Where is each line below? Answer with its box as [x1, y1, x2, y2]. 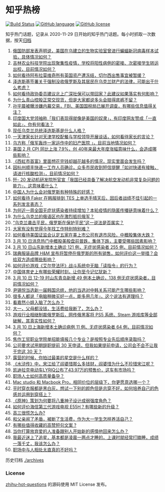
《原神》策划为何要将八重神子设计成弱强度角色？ [12, 397, 112, 403]
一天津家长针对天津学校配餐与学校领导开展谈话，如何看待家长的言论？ [12, 134, 155, 139]
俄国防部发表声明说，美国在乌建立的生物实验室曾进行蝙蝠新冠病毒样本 [12, 48, 155, 54]
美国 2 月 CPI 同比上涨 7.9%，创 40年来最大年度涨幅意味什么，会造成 [12, 146, 153, 152]
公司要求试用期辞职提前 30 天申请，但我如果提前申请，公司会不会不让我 [12, 342, 158, 348]
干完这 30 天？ [12, 348, 43, 354]
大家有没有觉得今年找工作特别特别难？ [12, 225, 90, 231]
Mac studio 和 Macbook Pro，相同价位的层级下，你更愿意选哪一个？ [12, 379, 151, 385]
